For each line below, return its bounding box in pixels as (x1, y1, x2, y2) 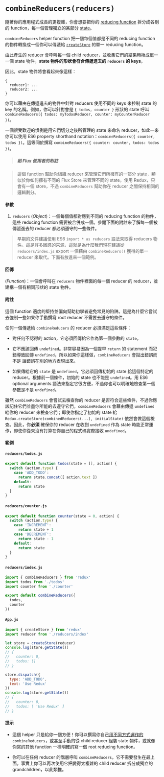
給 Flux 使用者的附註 (17, 158, 59, 164)
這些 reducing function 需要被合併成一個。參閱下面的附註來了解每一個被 (12, 219, 158, 225)
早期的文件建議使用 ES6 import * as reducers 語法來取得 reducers (17, 236, 152, 242)
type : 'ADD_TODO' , (9, 677, 47, 682)
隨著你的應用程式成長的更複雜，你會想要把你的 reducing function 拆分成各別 (5, 19, 159, 24)
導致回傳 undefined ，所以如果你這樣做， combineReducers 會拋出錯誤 (16, 352, 153, 357)
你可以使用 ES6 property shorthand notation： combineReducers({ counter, (5, 133, 155, 139)
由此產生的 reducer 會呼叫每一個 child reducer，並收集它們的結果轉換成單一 (5, 52, 159, 58)
